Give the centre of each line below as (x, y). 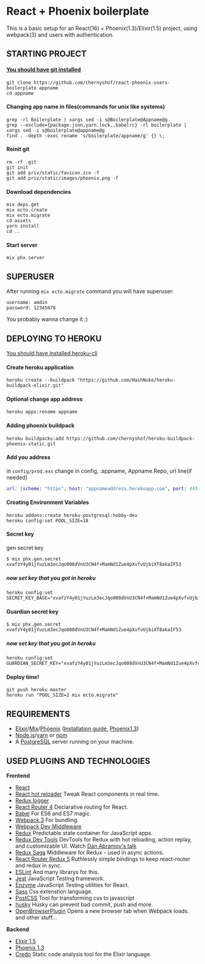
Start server (22, 245)
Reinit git (18, 149)
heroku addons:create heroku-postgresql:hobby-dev (72, 515)
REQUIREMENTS (38, 714)
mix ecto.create (27, 210)
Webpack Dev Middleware (48, 826)
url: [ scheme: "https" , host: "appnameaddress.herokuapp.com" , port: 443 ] (103, 488)
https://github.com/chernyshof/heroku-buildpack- (131, 439)
